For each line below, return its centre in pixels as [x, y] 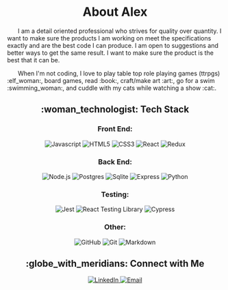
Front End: [115, 129]
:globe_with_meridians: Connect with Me [115, 264]
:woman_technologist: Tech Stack [115, 109]
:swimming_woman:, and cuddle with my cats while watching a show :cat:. [112, 88]
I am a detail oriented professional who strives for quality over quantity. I [120, 31]
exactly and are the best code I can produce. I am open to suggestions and [113, 45]
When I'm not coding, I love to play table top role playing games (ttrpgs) [119, 73]
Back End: [115, 162]
